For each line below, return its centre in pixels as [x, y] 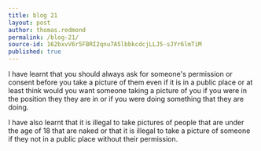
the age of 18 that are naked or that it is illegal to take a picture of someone [129, 131]
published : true [35, 52]
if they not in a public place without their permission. [93, 139]
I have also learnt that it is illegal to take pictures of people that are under [126, 122]
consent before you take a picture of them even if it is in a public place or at [130, 82]
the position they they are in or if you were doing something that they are [126, 99]
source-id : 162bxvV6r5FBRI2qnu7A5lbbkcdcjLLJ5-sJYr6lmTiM [105, 45]
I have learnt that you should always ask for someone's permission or [121, 74]
